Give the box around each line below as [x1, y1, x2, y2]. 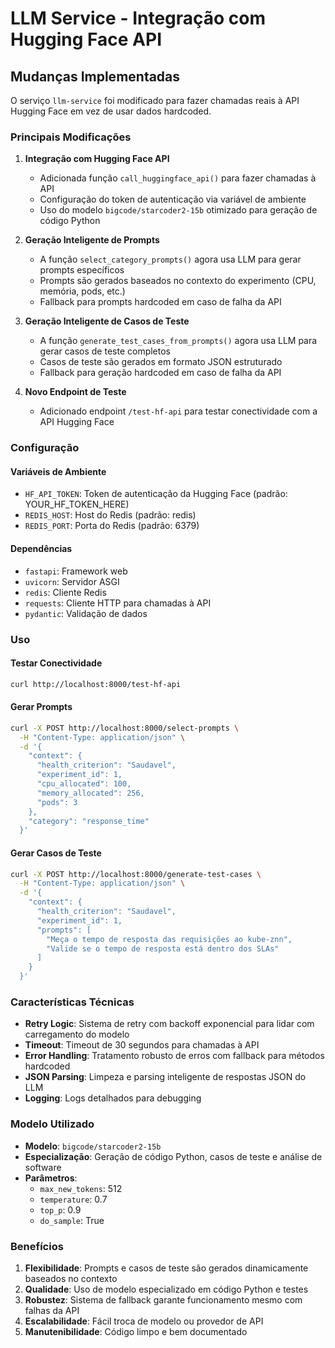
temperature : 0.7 [39, 1193, 108, 1205]
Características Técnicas [10, 995, 135, 1009]
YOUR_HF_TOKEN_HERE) [24, 498, 130, 511]
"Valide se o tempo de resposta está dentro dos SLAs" [46, 943, 280, 954]
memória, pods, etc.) [39, 285, 126, 297]
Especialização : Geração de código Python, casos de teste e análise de [24, 1150, 323, 1162]
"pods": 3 [36, 797, 78, 807]
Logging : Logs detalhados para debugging [24, 1092, 202, 1104]
